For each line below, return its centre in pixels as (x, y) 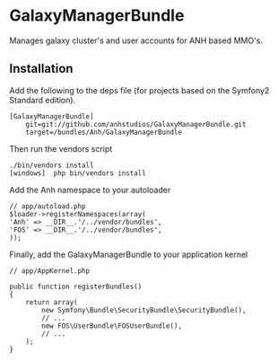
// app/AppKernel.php (50, 270)
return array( (52, 302)
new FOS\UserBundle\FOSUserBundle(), (112, 326)
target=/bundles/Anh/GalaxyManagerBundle (104, 132)
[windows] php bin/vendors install (78, 173)
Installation (41, 69)
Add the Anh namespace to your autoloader (90, 190)
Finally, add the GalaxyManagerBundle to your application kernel (129, 254)
